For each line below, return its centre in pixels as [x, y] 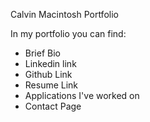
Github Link [48, 74]
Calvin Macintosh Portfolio [64, 14]
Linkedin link [50, 63]
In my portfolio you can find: [68, 33]
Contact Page [53, 106]
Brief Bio [42, 53]
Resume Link [51, 85]
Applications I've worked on [82, 95]
